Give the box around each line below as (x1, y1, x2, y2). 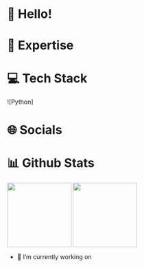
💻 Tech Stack (7, 70, 88, 86)
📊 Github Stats (7, 155, 95, 170)
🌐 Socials (7, 122, 63, 137)
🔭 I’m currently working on (16, 253, 92, 261)
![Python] (7, 98, 34, 106)
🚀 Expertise (7, 38, 74, 54)
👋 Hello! (7, 6, 53, 22)
